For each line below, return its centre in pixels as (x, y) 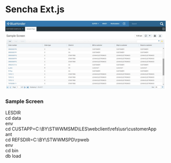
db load (13, 156)
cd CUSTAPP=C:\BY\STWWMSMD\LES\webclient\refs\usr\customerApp (81, 129)
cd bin (12, 150)
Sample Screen (24, 101)
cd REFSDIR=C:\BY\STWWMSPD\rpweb (47, 140)
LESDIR (13, 113)
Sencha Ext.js (35, 9)
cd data (13, 118)
